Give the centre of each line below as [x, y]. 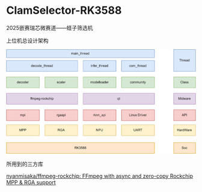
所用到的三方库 [25, 164]
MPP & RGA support [31, 182]
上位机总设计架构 [27, 40]
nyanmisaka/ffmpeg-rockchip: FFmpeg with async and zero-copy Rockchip [100, 176]
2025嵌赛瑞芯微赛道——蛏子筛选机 [50, 28]
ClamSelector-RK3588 [64, 10]
